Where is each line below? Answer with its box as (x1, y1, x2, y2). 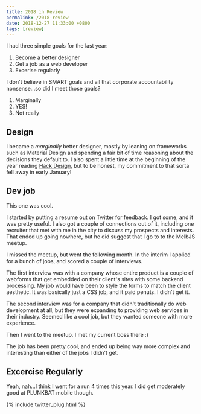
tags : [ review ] (6, 25, 45, 32)
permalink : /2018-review (6, 14, 69, 21)
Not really (14, 109, 40, 116)
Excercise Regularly (6, 366, 83, 377)
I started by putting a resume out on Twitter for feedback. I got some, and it (6, 214, 193, 221)
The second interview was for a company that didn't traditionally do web (6, 300, 187, 307)
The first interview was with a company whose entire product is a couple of (6, 269, 194, 276)
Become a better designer (14, 54, 80, 61)
